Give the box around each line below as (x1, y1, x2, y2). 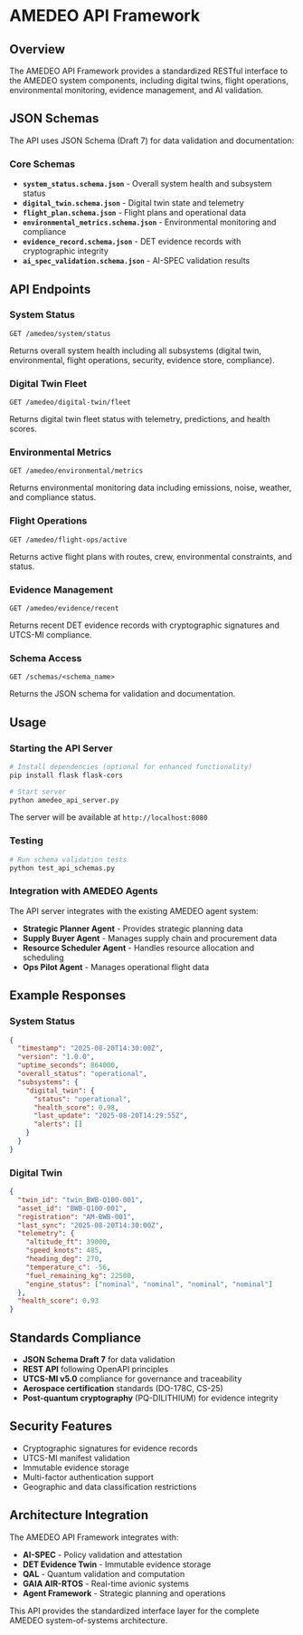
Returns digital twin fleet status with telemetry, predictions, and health (9, 414, 270, 425)
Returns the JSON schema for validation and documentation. (9, 688, 236, 699)
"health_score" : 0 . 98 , (33, 1102, 119, 1112)
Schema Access (9, 651, 82, 664)
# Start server (9, 787, 67, 796)
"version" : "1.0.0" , (17, 1053, 95, 1062)
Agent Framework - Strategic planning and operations (22, 1587, 226, 1599)
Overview (9, 42, 66, 57)
